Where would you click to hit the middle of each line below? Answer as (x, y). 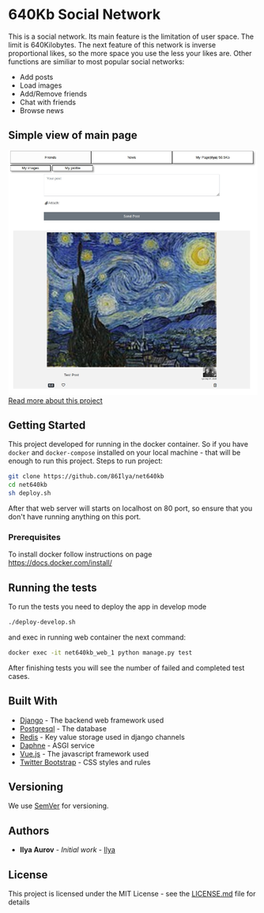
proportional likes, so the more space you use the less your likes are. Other (130, 53)
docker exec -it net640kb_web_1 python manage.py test (100, 653)
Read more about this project (55, 400)
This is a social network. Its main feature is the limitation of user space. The (131, 36)
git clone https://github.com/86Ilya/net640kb (86, 477)
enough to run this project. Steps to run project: (86, 461)
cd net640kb (28, 485)
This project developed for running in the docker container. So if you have (128, 444)
